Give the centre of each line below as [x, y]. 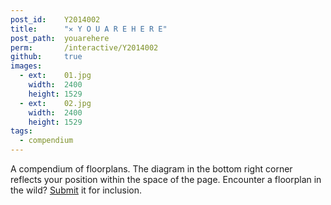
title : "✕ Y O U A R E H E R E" [89, 29]
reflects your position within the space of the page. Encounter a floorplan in [166, 179]
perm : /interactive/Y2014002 [84, 47]
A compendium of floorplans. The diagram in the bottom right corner [151, 169]
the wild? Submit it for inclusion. [76, 190]
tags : [21, 131]
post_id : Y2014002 [55, 19]
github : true [46, 57]
